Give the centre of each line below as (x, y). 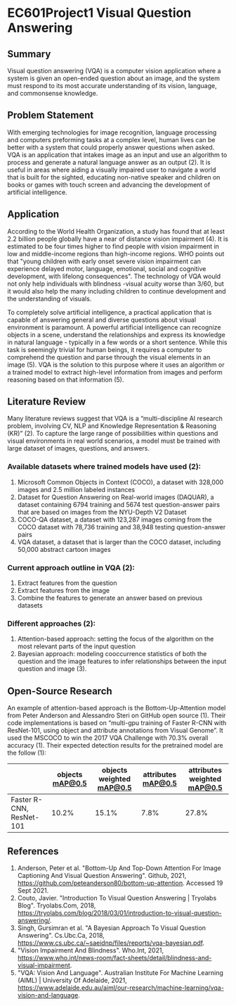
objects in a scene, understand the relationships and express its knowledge (117, 334)
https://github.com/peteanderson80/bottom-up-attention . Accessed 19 (120, 883)
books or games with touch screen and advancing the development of (109, 184)
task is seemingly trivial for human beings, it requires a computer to (105, 349)
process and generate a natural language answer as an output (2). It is (109, 162)
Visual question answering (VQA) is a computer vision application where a (114, 71)
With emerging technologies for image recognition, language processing (112, 132)
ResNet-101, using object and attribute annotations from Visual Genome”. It (115, 731)
